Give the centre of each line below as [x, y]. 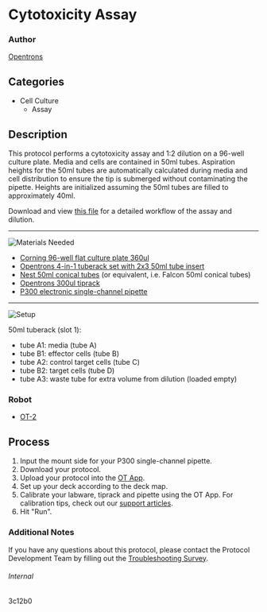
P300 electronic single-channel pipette [83, 292]
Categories [37, 81]
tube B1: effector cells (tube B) [70, 354]
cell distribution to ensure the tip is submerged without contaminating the [128, 179]
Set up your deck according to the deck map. [94, 486]
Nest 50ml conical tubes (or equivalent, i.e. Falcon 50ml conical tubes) [135, 275]
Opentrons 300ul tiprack [60, 283]
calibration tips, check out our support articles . [96, 503]
